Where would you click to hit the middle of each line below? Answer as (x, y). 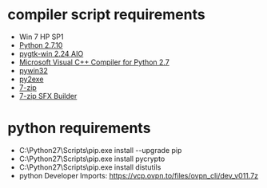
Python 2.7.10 (41, 45)
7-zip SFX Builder (48, 96)
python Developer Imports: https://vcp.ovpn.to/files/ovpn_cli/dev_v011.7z (139, 175)
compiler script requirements (106, 15)
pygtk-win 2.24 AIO (51, 53)
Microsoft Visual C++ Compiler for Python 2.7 (94, 62)
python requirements (79, 128)
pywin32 (34, 70)
